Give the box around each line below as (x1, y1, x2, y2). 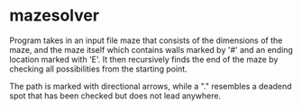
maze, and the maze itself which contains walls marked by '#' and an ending (9, 44, 293, 55)
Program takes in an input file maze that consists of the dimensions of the (9, 35, 283, 46)
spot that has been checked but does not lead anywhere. (9, 90, 222, 101)
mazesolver (9, 5, 100, 26)
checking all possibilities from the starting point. (9, 63, 188, 74)
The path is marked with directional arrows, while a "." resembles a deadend (9, 80, 292, 91)
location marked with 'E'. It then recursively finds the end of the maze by (9, 54, 279, 64)
